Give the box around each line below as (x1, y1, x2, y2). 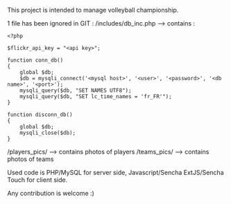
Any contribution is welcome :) (7, 189, 95, 197)
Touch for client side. (7, 176, 68, 184)
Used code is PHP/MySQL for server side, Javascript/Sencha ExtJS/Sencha (7, 169, 224, 176)
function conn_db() (7, 57, 64, 64)
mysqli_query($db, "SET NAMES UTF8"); (19, 87, 132, 94)
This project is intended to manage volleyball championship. (7, 6, 179, 14)
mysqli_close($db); (19, 129, 76, 136)
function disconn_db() (7, 111, 73, 118)
